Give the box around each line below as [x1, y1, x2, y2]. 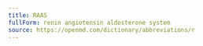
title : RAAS [8, 11, 47, 19]
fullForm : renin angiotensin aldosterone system [8, 19, 171, 27]
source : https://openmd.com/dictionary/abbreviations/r [8, 26, 195, 34]
